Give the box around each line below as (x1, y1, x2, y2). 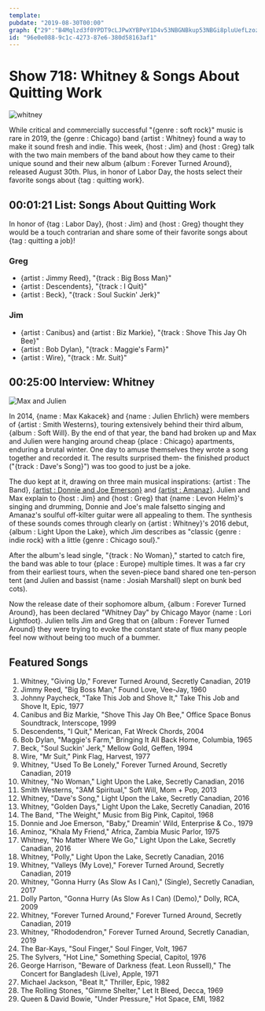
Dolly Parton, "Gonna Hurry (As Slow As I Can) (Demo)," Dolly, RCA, (20, 894, 241, 903)
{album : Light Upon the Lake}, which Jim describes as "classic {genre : (9, 527, 241, 537)
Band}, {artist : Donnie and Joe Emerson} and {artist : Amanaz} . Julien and (9, 485, 251, 495)
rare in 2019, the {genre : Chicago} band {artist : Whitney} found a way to (9, 134, 246, 143)
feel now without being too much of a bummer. (9, 633, 160, 642)
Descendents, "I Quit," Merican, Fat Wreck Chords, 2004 (20, 727, 204, 736)
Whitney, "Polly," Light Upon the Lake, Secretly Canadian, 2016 (20, 852, 225, 862)
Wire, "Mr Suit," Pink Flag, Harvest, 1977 (20, 752, 151, 762)
